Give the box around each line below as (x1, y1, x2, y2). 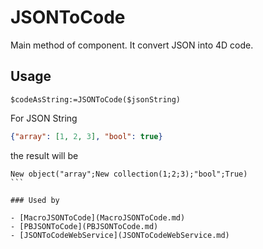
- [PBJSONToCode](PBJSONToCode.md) (10, 221, 159, 231)
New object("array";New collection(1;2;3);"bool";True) (10, 169, 248, 179)
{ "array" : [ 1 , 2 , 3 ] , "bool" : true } (10, 131, 163, 141)
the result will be (10, 149, 79, 161)
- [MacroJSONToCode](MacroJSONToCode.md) (10, 212, 186, 223)
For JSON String (10, 112, 78, 124)
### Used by (10, 195, 60, 205)
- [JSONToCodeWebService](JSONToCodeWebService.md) (10, 230, 230, 240)
